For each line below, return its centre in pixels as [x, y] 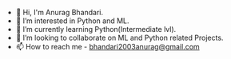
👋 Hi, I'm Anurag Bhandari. [60, 12]
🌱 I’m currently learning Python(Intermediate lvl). [96, 29]
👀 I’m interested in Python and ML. [72, 21]
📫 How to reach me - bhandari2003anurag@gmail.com [108, 47]
